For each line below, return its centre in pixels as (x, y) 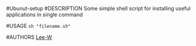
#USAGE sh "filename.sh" (38, 26)
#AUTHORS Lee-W (29, 37)
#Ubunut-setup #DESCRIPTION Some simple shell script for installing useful (98, 8)
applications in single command (45, 15)
